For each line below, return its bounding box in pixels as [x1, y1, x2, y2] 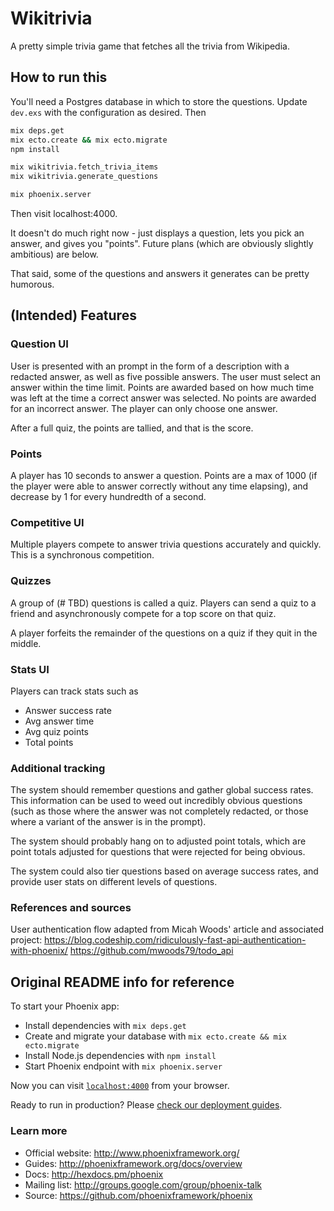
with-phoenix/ [10, 945, 68, 957]
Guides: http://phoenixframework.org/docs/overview [24, 1157, 243, 1169]
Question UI [10, 337, 69, 351]
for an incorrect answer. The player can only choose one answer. [10, 402, 278, 414]
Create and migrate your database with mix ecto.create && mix [24, 1030, 287, 1042]
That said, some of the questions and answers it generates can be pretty [10, 268, 310, 279]
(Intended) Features [10, 307, 137, 324]
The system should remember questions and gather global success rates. [10, 784, 314, 796]
